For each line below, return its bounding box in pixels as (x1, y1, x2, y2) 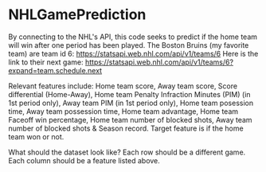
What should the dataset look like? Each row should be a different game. (8, 147, 246, 157)
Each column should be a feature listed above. (8, 155, 161, 165)
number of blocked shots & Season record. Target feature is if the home (8, 123, 244, 133)
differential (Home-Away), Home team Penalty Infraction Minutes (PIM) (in (8, 89, 251, 99)
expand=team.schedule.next (8, 65, 102, 75)
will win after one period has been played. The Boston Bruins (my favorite (8, 40, 249, 49)
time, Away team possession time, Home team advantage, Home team (8, 106, 239, 116)
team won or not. (8, 131, 65, 141)
